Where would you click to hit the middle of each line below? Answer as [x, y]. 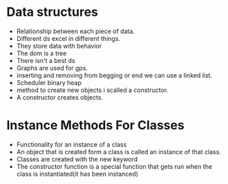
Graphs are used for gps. [52, 68]
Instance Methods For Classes [95, 126]
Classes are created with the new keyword [77, 159]
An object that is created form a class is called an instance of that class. [119, 151]
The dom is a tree [41, 53]
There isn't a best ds [46, 60]
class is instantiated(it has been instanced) [77, 174]
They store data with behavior [59, 46]
